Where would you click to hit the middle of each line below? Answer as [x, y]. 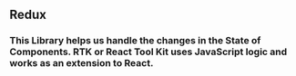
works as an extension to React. [82, 63]
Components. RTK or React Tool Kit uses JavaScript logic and [148, 52]
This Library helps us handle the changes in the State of [135, 41]
